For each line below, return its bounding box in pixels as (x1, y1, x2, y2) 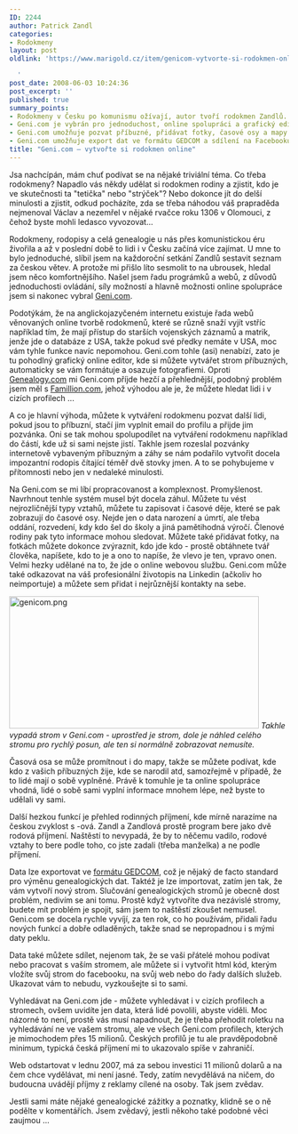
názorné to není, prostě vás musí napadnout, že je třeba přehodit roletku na (9, 1014, 285, 1025)
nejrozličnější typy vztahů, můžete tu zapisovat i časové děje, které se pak (9, 503, 281, 513)
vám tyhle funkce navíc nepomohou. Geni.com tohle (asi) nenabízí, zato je (9, 345, 280, 356)
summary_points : (9, 103, 69, 112)
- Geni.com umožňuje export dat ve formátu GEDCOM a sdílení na (9, 137, 252, 146)
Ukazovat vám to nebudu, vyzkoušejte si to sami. (9, 977, 188, 988)
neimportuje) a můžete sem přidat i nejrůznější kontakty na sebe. (9, 578, 247, 589)
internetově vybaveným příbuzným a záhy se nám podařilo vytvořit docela (9, 447, 281, 458)
